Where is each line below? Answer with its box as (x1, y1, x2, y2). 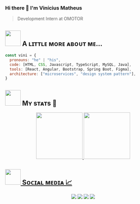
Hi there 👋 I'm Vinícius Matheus (5, 4, 83, 11)
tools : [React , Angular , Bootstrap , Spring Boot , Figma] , (9, 67, 132, 71)
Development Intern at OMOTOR (17, 16, 83, 22)
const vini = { (5, 53, 37, 58)
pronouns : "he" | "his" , (9, 57, 61, 63)
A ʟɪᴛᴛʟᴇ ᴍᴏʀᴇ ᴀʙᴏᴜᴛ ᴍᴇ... (22, 39, 103, 48)
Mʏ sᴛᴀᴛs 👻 (22, 99, 57, 107)
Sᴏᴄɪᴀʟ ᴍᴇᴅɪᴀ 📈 (22, 178, 73, 187)
